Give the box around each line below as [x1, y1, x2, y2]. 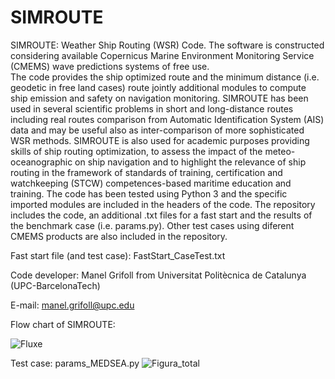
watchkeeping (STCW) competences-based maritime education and [10, 177, 292, 189]
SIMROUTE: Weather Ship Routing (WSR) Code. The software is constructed [10, 39, 325, 51]
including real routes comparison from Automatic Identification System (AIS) [10, 113, 325, 125]
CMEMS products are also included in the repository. [10, 230, 228, 242]
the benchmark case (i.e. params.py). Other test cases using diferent [10, 219, 295, 231]
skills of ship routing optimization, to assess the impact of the [10, 145, 263, 157]
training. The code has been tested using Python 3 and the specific [10, 187, 288, 200]
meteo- [264, 145, 296, 157]
